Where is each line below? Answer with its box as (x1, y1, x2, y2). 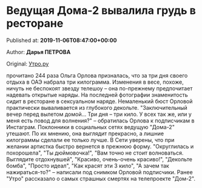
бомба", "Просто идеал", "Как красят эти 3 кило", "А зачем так (6, 162, 170, 169)
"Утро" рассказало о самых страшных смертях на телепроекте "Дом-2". (6, 175, 196, 182)
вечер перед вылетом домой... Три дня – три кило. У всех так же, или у (6, 110, 192, 118)
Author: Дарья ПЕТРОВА (6, 48, 71, 55)
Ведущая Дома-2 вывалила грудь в (6, 4, 196, 18)
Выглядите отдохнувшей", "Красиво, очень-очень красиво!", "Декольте (6, 155, 193, 163)
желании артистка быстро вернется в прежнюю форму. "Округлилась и (6, 143, 194, 150)
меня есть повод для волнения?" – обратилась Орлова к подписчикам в (6, 116, 195, 124)
